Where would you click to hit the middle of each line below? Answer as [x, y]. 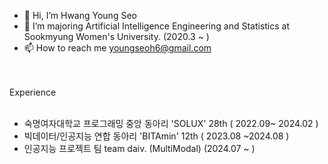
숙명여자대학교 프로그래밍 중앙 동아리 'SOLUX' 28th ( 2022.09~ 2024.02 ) [171, 123]
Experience [33, 92]
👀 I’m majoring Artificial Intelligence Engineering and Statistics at [157, 26]
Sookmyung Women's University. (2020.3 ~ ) [116, 36]
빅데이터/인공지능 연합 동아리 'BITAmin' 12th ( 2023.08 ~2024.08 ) [156, 136]
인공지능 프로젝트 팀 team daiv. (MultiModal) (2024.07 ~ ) [139, 148]
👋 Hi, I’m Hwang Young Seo [80, 15]
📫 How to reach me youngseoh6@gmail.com [117, 48]
